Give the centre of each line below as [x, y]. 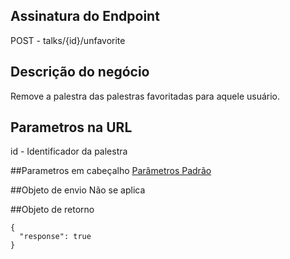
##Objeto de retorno [52, 210]
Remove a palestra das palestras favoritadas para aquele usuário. [145, 96]
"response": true [55, 237]
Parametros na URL [71, 127]
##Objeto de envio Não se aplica [78, 190]
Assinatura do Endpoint [85, 16]
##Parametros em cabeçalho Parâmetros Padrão [111, 171]
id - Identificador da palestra [69, 151]
